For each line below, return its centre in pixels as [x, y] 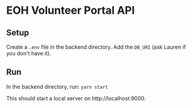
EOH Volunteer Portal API [71, 10]
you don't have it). [29, 53]
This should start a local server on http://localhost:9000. [76, 98]
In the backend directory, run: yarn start [57, 86]
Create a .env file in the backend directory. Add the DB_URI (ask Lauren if [96, 47]
